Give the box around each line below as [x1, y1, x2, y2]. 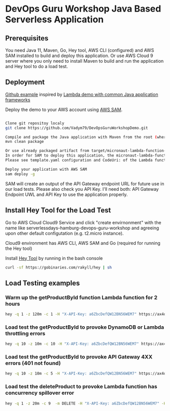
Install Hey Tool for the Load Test [5, 206, 111, 215]
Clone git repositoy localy [5, 121, 65, 126]
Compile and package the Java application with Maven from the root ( [5, 134, 157, 139]
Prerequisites [5, 34, 49, 42]
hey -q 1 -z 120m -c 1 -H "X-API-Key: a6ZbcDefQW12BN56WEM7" [5, 312, 137, 317]
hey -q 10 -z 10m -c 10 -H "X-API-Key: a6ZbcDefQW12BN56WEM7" [5, 341, 139, 346]
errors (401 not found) [5, 359, 61, 367]
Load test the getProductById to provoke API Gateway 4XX [5, 353, 153, 361]
